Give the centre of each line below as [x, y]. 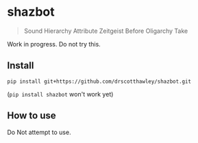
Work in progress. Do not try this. [54, 44]
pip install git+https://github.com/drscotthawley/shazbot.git [99, 81]
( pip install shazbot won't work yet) [60, 94]
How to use [32, 116]
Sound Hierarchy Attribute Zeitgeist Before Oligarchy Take [106, 31]
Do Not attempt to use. [39, 132]
